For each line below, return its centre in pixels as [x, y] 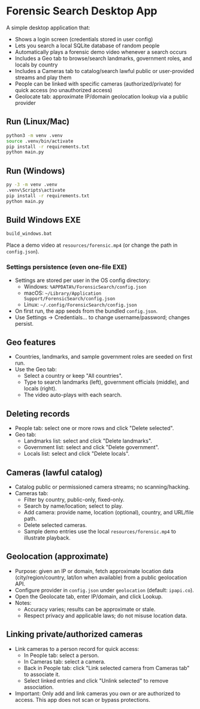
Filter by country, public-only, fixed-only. [74, 499]
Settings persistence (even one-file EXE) [67, 267]
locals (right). [40, 389]
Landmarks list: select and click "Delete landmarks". [88, 441]
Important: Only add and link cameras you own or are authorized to [98, 693]
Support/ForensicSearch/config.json [69, 299]
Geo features [31, 342]
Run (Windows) [36, 171]
